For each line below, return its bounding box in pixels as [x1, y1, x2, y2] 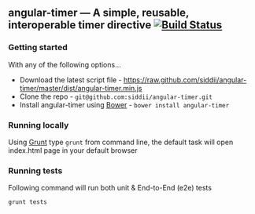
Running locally [8, 119, 69, 130]
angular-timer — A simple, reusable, [8, 6, 190, 20]
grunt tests [8, 198, 47, 206]
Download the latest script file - [19, 74, 122, 85]
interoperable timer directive [8, 19, 152, 32]
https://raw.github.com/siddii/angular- [123, 74, 247, 85]
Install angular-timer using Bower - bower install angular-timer [19, 100, 230, 109]
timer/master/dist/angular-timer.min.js [19, 83, 142, 92]
